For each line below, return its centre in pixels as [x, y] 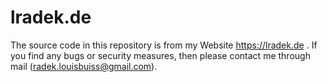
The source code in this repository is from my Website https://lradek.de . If [164, 45]
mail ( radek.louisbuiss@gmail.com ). [84, 66]
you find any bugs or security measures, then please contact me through [160, 55]
